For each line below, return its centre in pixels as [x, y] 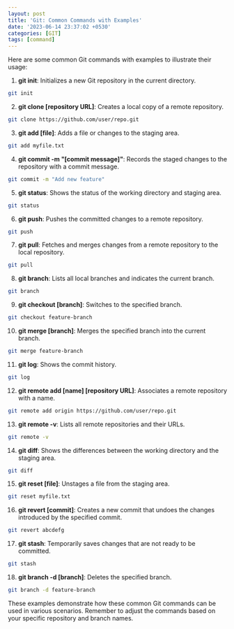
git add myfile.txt [36, 145]
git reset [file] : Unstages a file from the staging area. [94, 484]
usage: [18, 67]
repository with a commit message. [68, 166]
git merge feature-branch [45, 351]
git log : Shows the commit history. [67, 364]
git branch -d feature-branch [52, 590]
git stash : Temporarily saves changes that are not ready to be [107, 544]
